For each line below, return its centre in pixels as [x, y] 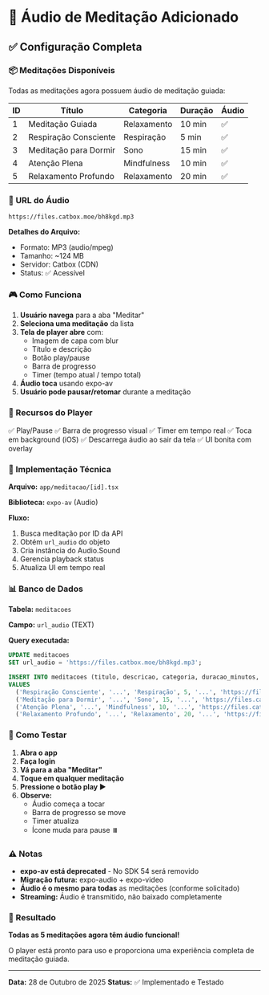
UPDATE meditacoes [39, 655]
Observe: [36, 795]
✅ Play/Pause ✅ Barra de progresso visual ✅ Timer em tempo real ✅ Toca [130, 430]
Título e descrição [62, 349]
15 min [193, 150]
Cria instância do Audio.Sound [70, 551]
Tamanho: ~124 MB [52, 256]
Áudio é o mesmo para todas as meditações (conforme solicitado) [130, 888]
